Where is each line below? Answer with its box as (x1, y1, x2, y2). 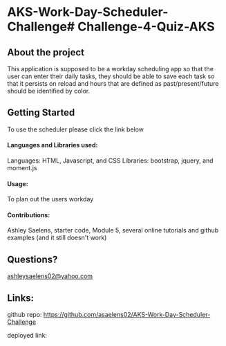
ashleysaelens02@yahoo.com (7, 272, 93, 280)
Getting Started (7, 107, 75, 118)
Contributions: (7, 210, 50, 219)
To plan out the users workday (7, 195, 94, 203)
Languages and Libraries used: (7, 141, 98, 149)
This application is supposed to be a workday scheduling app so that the (7, 65, 214, 73)
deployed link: (7, 331, 47, 340)
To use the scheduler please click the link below (7, 125, 144, 134)
